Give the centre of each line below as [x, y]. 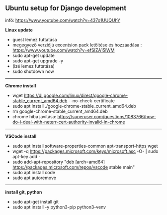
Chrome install [21, 86]
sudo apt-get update [33, 55]
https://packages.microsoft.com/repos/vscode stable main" [74, 167]
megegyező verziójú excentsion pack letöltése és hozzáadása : [77, 45]
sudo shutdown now [33, 71]
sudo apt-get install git [35, 202]
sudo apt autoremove [34, 178]
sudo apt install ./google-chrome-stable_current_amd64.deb [74, 106]
